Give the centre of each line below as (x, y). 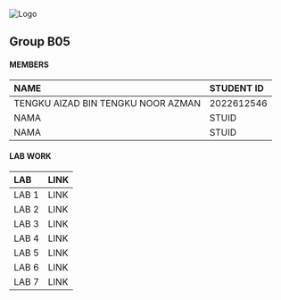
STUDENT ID (237, 87)
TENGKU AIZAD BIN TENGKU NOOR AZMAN (107, 103)
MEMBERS (29, 64)
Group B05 (40, 42)
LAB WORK (30, 156)
